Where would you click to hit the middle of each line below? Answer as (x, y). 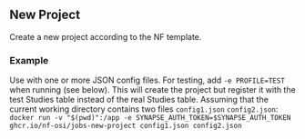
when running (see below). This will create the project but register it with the (152, 90)
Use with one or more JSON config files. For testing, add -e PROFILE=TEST (147, 80)
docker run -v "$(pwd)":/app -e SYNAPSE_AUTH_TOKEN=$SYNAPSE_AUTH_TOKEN (150, 118)
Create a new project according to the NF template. (106, 36)
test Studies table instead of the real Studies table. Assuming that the (139, 100)
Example (29, 60)
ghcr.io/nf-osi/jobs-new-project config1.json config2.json (126, 126)
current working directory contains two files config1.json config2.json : (144, 109)
